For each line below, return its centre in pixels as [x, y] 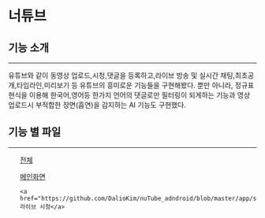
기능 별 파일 [35, 132]
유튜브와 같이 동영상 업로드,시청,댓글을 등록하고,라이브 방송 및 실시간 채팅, [121, 75]
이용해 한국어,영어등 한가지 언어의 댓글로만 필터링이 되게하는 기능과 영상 [140, 95]
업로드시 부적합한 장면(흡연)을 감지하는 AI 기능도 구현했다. [97, 105]
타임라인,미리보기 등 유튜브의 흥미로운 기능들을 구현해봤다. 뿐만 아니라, [125, 85]
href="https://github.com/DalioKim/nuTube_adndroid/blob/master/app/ [136, 198]
